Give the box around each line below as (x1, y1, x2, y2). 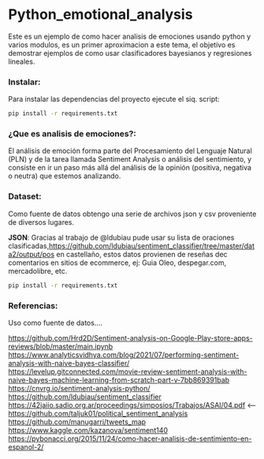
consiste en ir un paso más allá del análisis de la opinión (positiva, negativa (8, 163, 252, 173)
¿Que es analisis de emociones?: (8, 129, 136, 140)
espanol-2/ (8, 442, 44, 451)
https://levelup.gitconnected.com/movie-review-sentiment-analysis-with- (8, 367, 247, 376)
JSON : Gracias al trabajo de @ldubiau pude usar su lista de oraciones (8, 233, 235, 242)
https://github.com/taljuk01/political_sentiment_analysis (8, 409, 188, 418)
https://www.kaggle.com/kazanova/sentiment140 (8, 425, 168, 435)
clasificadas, (8, 241, 50, 250)
